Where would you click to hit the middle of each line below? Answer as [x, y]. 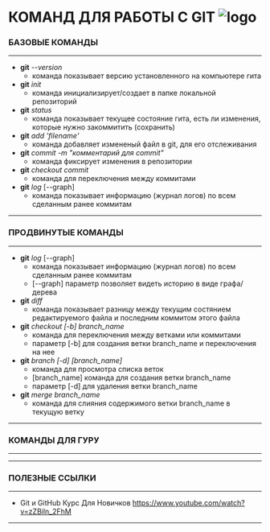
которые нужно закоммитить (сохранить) [103, 127]
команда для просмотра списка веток [98, 369]
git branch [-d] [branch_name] [71, 360]
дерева [45, 292]
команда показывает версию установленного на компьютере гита [147, 76]
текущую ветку [58, 411]
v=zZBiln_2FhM [46, 512]
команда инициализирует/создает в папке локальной [124, 93]
